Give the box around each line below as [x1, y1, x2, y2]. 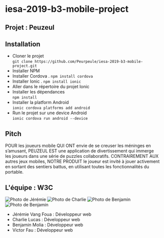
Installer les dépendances [12, 89, 65, 95]
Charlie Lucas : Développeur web [12, 217, 81, 223]
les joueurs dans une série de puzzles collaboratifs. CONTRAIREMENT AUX [5, 153, 159, 159]
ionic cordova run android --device [12, 116, 88, 121]
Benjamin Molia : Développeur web [12, 222, 83, 228]
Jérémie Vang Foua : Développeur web [12, 211, 91, 217]
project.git [12, 63, 37, 69]
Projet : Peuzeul [5, 23, 55, 32]
